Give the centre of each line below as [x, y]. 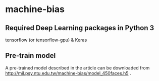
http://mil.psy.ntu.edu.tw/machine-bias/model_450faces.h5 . [68, 73]
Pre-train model [31, 56]
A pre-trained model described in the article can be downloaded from [77, 68]
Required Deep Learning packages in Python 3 [80, 28]
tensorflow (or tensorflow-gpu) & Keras [46, 40]
